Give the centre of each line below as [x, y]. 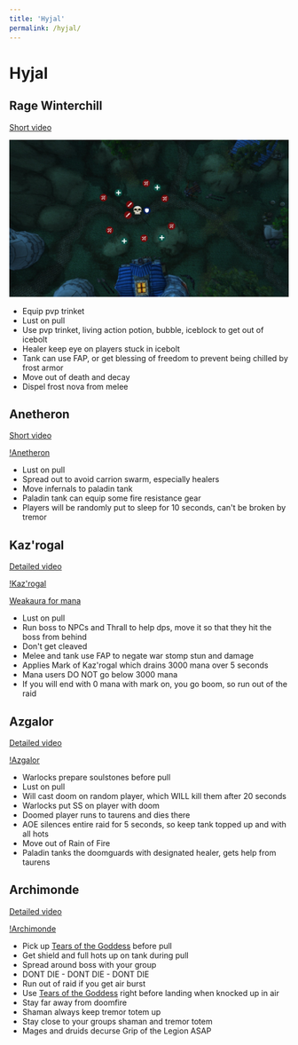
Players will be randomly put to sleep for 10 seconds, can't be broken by [154, 508]
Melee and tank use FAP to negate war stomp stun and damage [138, 656]
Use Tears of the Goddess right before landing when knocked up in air [150, 993]
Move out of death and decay [76, 376]
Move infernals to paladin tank [77, 489]
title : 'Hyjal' [37, 19]
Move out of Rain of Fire [66, 843]
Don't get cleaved [55, 646]
